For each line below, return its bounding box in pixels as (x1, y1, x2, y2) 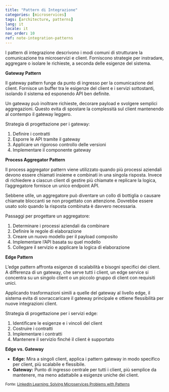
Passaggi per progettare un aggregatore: (5, 213, 90, 219)
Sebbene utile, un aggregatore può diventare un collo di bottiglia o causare (5, 192, 161, 198)
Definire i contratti (12, 130, 50, 137)
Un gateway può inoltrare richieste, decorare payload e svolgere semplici (5, 100, 157, 106)
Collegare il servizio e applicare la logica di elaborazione (12, 244, 130, 250)
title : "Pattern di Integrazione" (5, 7, 78, 13)
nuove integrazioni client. (5, 300, 58, 307)
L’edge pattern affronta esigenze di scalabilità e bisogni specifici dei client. (5, 264, 160, 270)
